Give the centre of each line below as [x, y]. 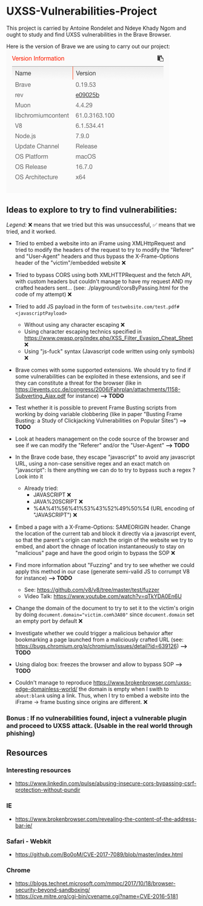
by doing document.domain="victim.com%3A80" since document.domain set [105, 614]
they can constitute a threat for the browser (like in [78, 383]
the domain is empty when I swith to [124, 689]
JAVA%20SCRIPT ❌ [58, 501]
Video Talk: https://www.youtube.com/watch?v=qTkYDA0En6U [103, 596]
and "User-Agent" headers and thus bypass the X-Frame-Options [97, 256]
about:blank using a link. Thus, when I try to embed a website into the [102, 695]
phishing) [21, 733]
